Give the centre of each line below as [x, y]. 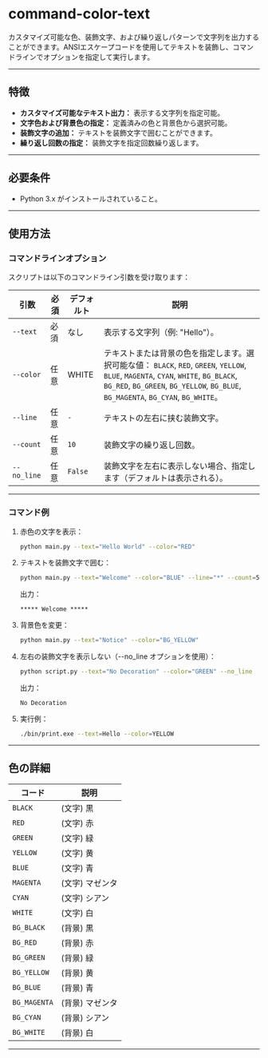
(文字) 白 [77, 913]
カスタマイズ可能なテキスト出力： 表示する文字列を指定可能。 [122, 113]
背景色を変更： [44, 625]
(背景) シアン [85, 1017]
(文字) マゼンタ [89, 883]
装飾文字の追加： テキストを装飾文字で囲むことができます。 [118, 133]
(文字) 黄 [77, 853]
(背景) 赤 [77, 943]
